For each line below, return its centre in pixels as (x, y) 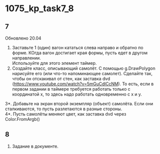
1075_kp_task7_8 (40, 9)
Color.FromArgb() (23, 119)
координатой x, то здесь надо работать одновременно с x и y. (77, 94)
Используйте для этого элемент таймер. (54, 63)
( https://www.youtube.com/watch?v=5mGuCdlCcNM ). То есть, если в (83, 84)
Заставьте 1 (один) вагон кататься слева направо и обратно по (78, 48)
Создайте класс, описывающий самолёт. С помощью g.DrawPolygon (84, 68)
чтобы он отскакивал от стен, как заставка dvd (61, 79)
